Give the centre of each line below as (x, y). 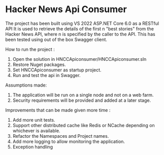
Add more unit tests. (34, 120)
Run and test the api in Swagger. (46, 75)
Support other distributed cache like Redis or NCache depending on (84, 125)
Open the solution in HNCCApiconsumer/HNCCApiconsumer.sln (79, 59)
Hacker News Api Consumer (66, 9)
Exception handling (33, 147)
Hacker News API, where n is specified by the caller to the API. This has (80, 34)
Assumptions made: (26, 85)
